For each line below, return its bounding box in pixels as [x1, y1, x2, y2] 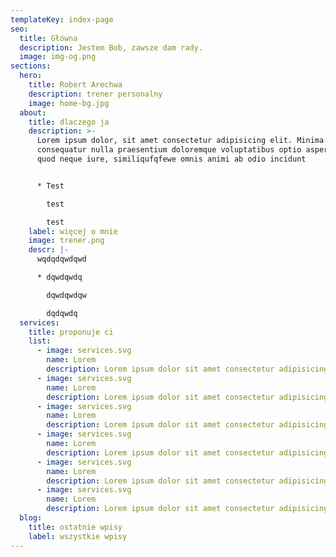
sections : [10, 61, 52, 71]
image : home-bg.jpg [28, 98, 110, 108]
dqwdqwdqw [46, 290, 87, 300]
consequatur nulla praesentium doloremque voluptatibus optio [36, 145, 302, 155]
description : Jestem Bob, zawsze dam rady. [19, 42, 203, 53]
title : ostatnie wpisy [28, 522, 123, 532]
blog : [19, 513, 43, 523]
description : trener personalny [28, 89, 163, 99]
